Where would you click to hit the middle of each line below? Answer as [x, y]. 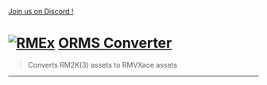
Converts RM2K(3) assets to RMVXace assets [102, 65]
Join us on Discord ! [41, 11]
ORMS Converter [115, 43]
